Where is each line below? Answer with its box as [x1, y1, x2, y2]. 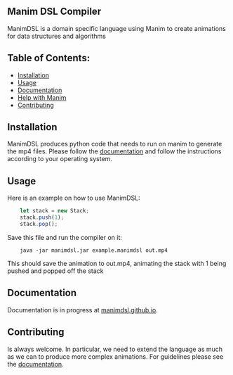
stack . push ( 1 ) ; [20, 214, 65, 221]
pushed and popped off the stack [7, 267, 104, 275]
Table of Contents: [7, 52, 91, 64]
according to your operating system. [7, 155, 112, 163]
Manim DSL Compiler [7, 6, 102, 18]
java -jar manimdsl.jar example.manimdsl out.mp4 [20, 246, 168, 254]
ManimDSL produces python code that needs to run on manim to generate [7, 140, 222, 148]
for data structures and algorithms [7, 32, 107, 40]
